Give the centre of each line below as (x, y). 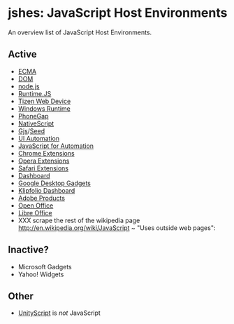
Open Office (36, 205)
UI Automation (39, 138)
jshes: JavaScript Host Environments (118, 13)
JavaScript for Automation (56, 146)
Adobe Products (42, 198)
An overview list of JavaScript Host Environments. (80, 32)
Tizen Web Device (44, 101)
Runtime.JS (35, 93)
